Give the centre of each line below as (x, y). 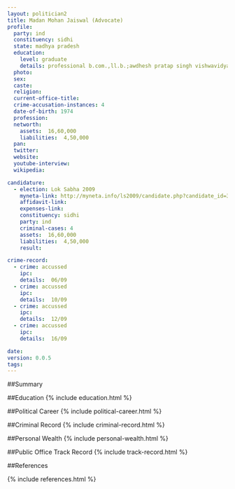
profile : (20, 27)
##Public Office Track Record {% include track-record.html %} (98, 452)
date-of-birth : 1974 (43, 111)
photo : (23, 72)
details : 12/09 (44, 319)
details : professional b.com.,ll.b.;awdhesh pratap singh (106, 66)
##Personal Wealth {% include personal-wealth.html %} (88, 439)
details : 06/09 (44, 280)
